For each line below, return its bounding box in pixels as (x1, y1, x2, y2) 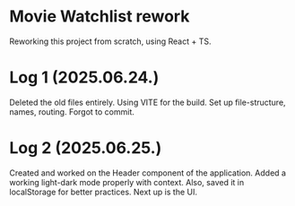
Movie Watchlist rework (9, 6, 190, 27)
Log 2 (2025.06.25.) (9, 138, 162, 159)
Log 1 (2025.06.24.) (9, 67, 160, 88)
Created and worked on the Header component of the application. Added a (9, 167, 287, 178)
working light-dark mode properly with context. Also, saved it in (9, 176, 245, 187)
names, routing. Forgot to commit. (9, 106, 134, 117)
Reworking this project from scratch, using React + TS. (9, 36, 212, 47)
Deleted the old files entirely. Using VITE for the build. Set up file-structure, (9, 97, 286, 107)
